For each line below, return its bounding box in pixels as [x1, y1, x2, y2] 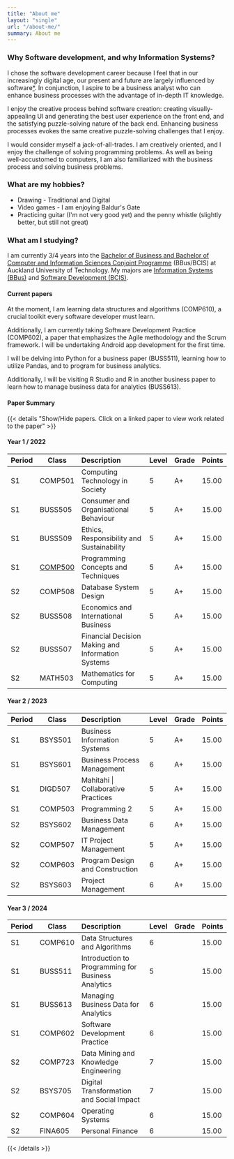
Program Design [81, 855, 134, 865]
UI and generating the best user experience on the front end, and [37, 112, 224, 120]
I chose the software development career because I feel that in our [7, 68, 198, 77]
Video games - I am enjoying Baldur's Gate [17, 203, 141, 212]
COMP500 [39, 562, 75, 572]
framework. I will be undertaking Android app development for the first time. [7, 341, 226, 349]
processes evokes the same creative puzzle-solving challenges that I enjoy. [7, 126, 224, 135]
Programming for [81, 962, 137, 972]
